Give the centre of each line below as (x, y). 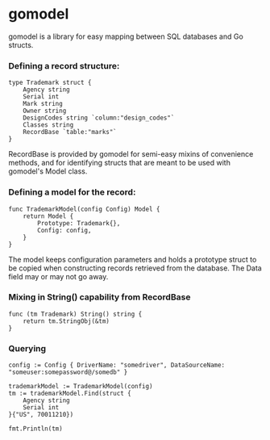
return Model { (48, 216)
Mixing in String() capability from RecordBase (100, 297)
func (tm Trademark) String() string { (75, 314)
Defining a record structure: (64, 65)
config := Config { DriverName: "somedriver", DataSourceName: (117, 365)
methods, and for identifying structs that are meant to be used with (120, 163)
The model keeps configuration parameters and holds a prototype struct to (133, 259)
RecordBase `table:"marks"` (70, 132)
